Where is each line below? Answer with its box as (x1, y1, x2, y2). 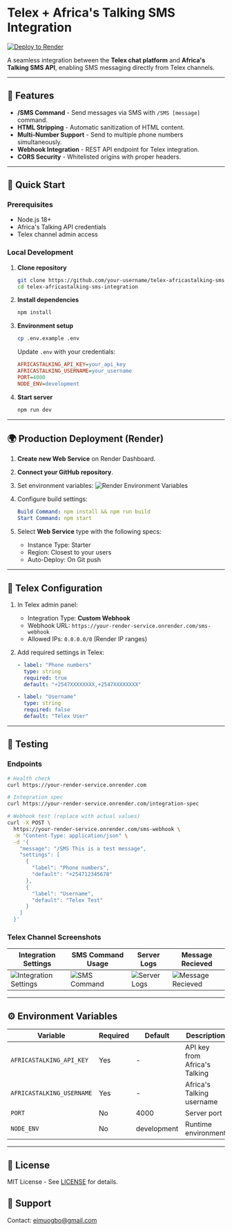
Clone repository (17, 263, 67, 272)
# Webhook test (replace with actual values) (7, 813, 140, 820)
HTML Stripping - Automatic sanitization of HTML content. (17, 123, 185, 131)
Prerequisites (7, 200, 53, 209)
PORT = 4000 (17, 374, 46, 381)
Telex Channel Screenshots (7, 932, 101, 942)
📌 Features (7, 90, 55, 102)
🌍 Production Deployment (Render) (7, 433, 164, 444)
